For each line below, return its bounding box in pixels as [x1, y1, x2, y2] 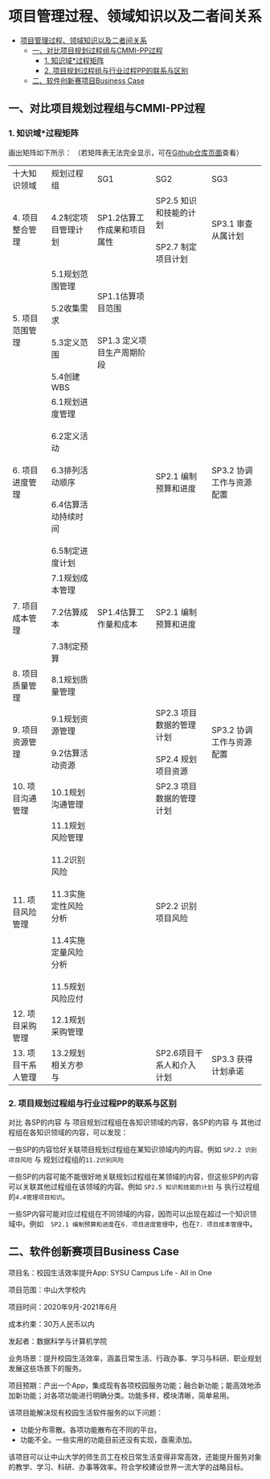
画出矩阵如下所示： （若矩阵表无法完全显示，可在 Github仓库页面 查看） [8, 147, 243, 157]
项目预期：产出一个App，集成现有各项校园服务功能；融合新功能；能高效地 [8, 1380, 255, 1390]
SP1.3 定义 [97, 335, 139, 346]
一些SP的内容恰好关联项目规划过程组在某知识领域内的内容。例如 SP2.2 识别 [8, 1144, 257, 1154]
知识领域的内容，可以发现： [35, 1127, 129, 1137]
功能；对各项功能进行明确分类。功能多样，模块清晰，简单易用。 [22, 1390, 234, 1400]
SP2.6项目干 [155, 1047, 203, 1059]
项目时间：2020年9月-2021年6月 [8, 1302, 117, 1312]
